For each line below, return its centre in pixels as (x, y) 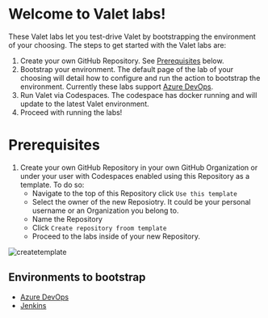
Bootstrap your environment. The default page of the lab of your (127, 69)
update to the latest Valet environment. (84, 104)
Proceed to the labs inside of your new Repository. (116, 236)
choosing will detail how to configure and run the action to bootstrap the (140, 78)
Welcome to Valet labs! (87, 14)
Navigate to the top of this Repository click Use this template (135, 193)
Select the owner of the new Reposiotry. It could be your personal (141, 201)
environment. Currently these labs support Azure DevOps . (117, 87)
